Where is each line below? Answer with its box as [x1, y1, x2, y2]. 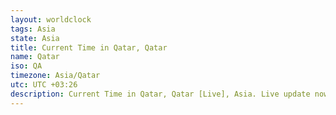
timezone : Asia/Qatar [10, 71, 101, 81]
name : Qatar [10, 52, 60, 62]
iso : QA [10, 61, 43, 71]
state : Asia [10, 33, 60, 43]
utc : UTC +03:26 [10, 80, 78, 90]
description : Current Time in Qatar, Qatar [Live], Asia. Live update [10, 89, 311, 99]
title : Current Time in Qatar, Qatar [10, 42, 168, 53]
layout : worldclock [10, 14, 92, 25]
